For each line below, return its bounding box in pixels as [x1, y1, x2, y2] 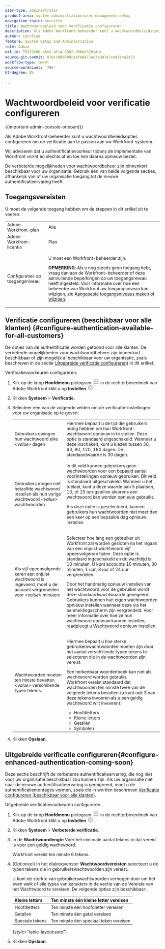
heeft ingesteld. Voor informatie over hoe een [48, 280, 140, 286]
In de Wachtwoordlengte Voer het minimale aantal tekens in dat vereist [12, 837, 157, 843]
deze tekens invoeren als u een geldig [66, 695, 143, 701]
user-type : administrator [5, 8, 58, 13]
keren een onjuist [14, 571, 50, 577]
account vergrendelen [14, 587, 59, 593]
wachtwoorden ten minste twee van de [66, 684, 145, 690]
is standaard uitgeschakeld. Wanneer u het [66, 479, 153, 485]
